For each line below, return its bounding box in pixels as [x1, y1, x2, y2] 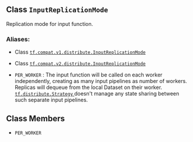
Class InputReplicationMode [6, 5, 108, 15]
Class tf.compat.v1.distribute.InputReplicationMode [14, 48, 146, 55]
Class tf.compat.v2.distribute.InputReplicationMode [14, 60, 146, 67]
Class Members [6, 113, 65, 123]
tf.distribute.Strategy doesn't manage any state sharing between [14, 90, 179, 97]
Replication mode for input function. [6, 20, 94, 27]
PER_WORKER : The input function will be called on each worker [14, 71, 163, 78]
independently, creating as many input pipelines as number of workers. [14, 78, 187, 85]
